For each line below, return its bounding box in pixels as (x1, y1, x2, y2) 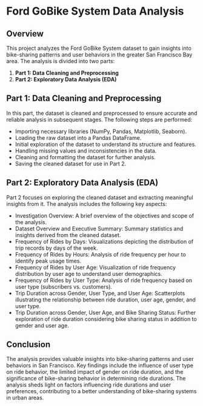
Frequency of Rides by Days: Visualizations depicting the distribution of (15, 238, 194, 245)
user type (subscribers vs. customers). (15, 283, 113, 290)
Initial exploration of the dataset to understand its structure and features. (15, 140, 197, 148)
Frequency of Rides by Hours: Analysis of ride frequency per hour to (15, 250, 186, 258)
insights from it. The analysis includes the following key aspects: (6, 200, 167, 207)
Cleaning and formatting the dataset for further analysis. (15, 153, 156, 160)
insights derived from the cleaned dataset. (15, 231, 121, 238)
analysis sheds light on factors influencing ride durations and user (6, 381, 171, 388)
